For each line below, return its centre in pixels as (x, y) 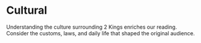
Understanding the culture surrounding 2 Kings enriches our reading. (91, 27)
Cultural (27, 10)
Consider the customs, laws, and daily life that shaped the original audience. (100, 33)
